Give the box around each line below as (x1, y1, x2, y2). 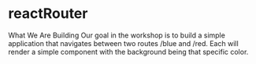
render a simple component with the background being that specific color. (8, 47, 249, 56)
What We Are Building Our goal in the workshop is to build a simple (8, 30, 226, 40)
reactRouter (8, 5, 88, 23)
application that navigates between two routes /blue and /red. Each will (8, 38, 239, 48)
